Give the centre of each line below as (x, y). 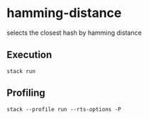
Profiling (26, 93)
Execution (29, 55)
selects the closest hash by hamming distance (74, 33)
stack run (21, 71)
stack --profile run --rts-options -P (64, 109)
